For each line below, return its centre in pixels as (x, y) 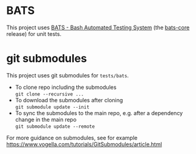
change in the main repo (46, 119)
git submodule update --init (52, 107)
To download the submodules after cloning (69, 100)
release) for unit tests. (34, 33)
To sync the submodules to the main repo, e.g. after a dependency (99, 113)
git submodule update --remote (55, 126)
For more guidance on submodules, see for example (72, 138)
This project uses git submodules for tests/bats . (68, 75)
